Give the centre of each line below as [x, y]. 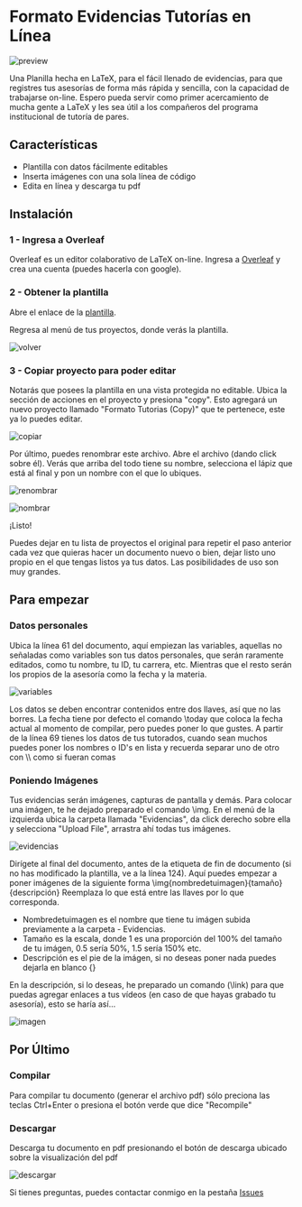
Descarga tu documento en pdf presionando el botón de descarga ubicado [148, 1148]
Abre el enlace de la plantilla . [63, 312]
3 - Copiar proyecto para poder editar [93, 370]
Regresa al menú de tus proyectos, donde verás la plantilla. [119, 329]
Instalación [41, 214]
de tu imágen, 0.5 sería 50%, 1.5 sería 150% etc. [112, 948]
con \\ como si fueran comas [63, 757]
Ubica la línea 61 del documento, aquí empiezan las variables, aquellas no [146, 645]
